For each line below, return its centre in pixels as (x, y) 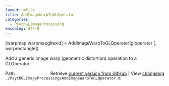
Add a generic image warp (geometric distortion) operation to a (71, 58)
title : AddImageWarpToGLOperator (40, 15)
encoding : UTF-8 (22, 29)
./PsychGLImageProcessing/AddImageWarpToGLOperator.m (63, 78)
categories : (18, 19)
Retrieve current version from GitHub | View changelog (107, 73)
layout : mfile (20, 10)
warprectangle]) (22, 49)
